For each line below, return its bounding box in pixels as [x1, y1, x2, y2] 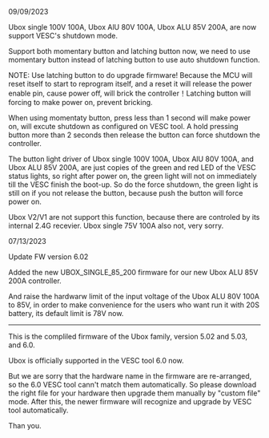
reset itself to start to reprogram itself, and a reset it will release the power [8, 79, 252, 88]
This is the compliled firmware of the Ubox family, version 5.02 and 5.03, [8, 332, 248, 341]
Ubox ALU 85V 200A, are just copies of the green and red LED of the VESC [8, 163, 256, 172]
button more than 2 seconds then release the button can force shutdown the [8, 130, 260, 140]
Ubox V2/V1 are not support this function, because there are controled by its [8, 213, 260, 221]
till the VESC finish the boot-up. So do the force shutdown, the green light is [8, 180, 259, 189]
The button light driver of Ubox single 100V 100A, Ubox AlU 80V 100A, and [8, 154, 255, 164]
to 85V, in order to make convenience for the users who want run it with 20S [8, 300, 260, 310]
